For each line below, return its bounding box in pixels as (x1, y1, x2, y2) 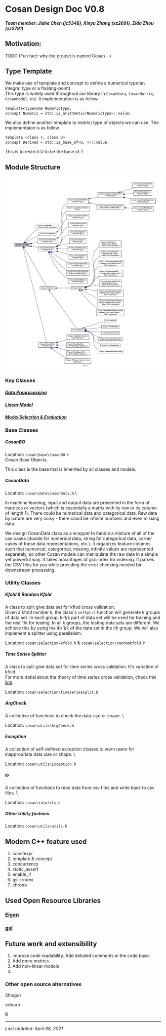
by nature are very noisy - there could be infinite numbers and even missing (5, 515, 160, 521)
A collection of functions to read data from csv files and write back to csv (5, 785, 155, 790)
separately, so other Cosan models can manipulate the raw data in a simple (5, 551, 158, 557)
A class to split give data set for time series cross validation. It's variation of (5, 663, 159, 669)
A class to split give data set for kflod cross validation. (5, 604, 115, 610)
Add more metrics (12, 958, 49, 964)
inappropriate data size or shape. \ (5, 751, 76, 757)
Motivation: (5, 40, 41, 48)
